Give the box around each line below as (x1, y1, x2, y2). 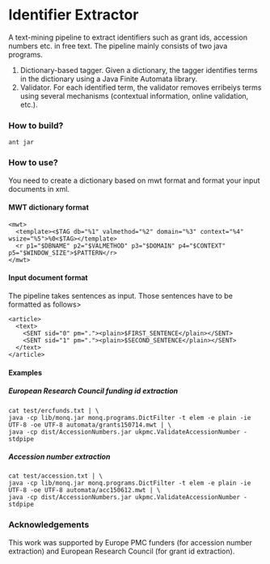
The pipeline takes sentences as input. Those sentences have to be (8, 290, 233, 300)
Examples (8, 367, 43, 377)
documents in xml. (8, 184, 70, 193)
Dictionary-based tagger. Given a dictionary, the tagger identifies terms (19, 65, 258, 74)
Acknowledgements (8, 519, 90, 531)
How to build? (8, 120, 64, 131)
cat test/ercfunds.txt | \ (8, 406, 99, 414)
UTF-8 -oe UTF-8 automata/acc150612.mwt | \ (8, 486, 161, 494)
